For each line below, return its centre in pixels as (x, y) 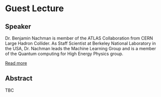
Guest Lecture (34, 9)
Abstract (19, 78)
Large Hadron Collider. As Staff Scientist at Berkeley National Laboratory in (80, 43)
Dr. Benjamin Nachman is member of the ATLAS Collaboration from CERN (79, 38)
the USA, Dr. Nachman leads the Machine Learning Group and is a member (80, 48)
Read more (16, 63)
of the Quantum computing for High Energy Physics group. (64, 54)
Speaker (18, 27)
